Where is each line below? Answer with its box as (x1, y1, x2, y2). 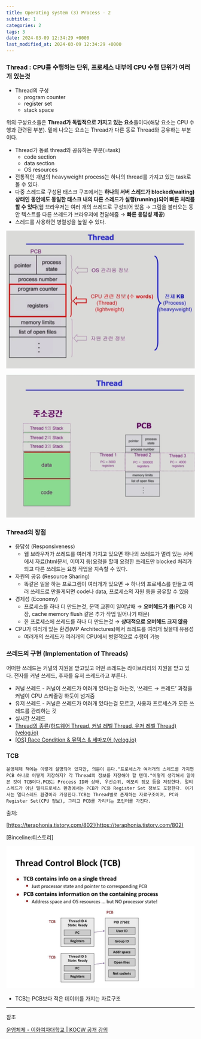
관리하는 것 (31, 707, 57, 715)
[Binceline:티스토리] (6, 834, 54, 841)
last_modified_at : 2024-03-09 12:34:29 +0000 (6, 41, 121, 47)
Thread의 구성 (14, 87, 49, 94)
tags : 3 (6, 29, 26, 35)
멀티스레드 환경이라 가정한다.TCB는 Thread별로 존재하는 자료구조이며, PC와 (17, 792, 179, 798)
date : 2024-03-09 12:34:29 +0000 (6, 35, 90, 41)
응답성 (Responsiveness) (14, 543, 75, 550)
